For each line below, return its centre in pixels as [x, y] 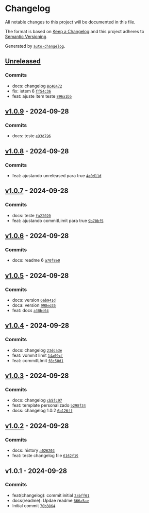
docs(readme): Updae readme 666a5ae [50, 500]
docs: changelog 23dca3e [37, 350]
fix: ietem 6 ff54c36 [32, 91]
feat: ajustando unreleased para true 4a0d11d [57, 175]
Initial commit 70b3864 [34, 505]
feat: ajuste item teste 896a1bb [42, 96]
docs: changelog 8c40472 [37, 86]
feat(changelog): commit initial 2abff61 [51, 495]
